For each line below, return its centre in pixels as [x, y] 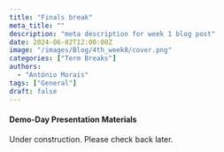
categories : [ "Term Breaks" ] [63, 58]
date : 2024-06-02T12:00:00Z [61, 42]
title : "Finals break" [51, 17]
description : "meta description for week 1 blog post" [112, 34]
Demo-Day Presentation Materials [73, 119]
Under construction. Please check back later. [91, 139]
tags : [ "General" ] [43, 83]
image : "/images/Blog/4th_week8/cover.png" [91, 50]
